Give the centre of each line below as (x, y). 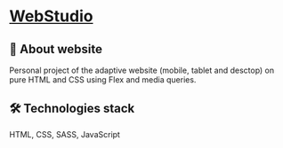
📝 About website (56, 49)
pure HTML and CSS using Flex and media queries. (103, 80)
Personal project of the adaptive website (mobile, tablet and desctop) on (142, 70)
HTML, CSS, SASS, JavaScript (65, 134)
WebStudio (51, 16)
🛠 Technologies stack (72, 109)
